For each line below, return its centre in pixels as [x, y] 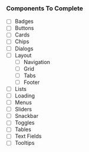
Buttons [24, 28]
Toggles [25, 123]
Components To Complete [45, 8]
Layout [23, 55]
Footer [31, 82]
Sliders [23, 110]
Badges [24, 22]
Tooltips [25, 143]
